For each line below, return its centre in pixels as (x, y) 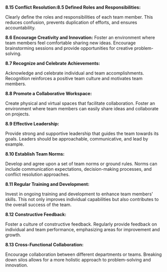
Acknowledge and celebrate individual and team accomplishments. (75, 73)
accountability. (21, 28)
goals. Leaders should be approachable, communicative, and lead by (77, 139)
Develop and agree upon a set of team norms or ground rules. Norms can (81, 164)
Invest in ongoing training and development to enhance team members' (79, 194)
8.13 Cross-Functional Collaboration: (45, 245)
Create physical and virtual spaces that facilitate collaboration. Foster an (80, 103)
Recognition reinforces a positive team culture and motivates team (74, 78)
